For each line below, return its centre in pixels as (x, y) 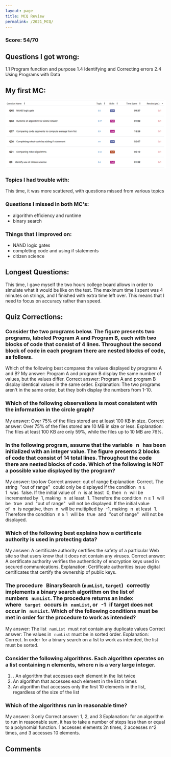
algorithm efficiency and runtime (47, 215)
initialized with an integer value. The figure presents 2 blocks (82, 451)
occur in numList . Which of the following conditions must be (82, 611)
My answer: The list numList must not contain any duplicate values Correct (85, 629)
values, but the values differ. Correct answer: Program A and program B (81, 379)
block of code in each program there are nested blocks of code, (86, 351)
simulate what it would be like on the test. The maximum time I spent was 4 (84, 290)
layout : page (19, 11)
